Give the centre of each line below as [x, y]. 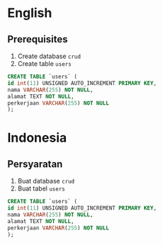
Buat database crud [46, 181]
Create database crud [49, 56]
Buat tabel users [41, 188]
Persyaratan [35, 164]
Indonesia [37, 138]
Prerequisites [38, 39]
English [30, 13]
